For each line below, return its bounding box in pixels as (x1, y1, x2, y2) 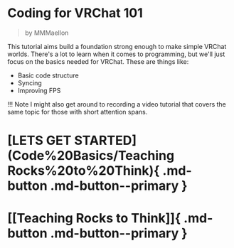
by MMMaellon (24, 28, 69, 37)
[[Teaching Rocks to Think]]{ (7, 210, 181, 227)
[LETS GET (7, 133, 72, 149)
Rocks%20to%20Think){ (7, 163, 160, 179)
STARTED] (74, 133, 137, 149)
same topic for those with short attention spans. (7, 107, 148, 116)
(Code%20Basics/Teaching (7, 148, 175, 164)
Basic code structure (17, 71, 80, 80)
